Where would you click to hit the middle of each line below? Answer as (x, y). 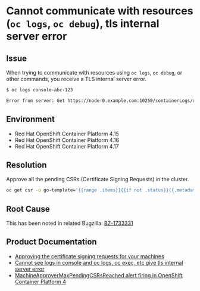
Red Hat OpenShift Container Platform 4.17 (67, 146)
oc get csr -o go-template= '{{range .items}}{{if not (74, 190)
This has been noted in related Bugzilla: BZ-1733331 (70, 223)
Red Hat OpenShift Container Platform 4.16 (67, 140)
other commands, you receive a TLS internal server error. (76, 79)
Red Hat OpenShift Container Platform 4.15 (67, 134)
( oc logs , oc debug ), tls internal (83, 24)
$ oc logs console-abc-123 (40, 90)
